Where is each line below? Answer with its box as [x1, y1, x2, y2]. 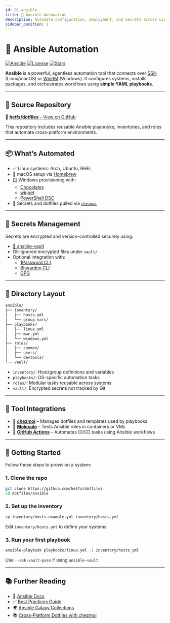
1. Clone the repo [5, 475, 48, 482]
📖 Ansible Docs [12, 593, 45, 599]
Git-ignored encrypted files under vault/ [12, 248, 98, 255]
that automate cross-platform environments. [5, 129, 98, 135]
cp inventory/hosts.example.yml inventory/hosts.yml [5, 514, 119, 519]
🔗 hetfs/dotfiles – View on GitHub [5, 114, 76, 120]
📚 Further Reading [5, 577, 66, 586]
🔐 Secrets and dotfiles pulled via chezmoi [12, 200, 97, 206]
